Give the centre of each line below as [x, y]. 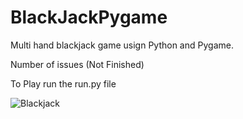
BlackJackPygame [89, 17]
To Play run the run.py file [63, 83]
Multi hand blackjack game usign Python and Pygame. [122, 45]
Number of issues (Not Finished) [77, 64]
